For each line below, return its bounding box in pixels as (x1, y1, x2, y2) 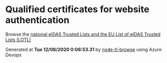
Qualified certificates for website (5, 4, 150, 15)
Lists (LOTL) (5, 37, 31, 43)
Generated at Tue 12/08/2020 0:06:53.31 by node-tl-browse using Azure (5, 46, 162, 52)
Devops (5, 52, 22, 58)
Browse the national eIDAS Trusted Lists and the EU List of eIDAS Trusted (5, 31, 161, 37)
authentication (5, 14, 69, 26)
